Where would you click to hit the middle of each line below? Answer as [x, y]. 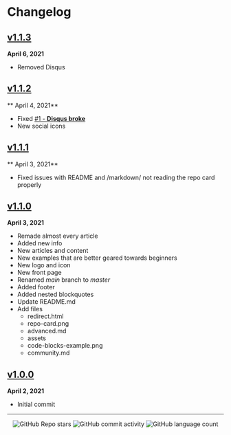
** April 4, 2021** [33, 105]
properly [29, 185]
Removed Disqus [41, 67]
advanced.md [47, 331]
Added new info [40, 243]
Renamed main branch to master [64, 280]
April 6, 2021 [26, 54]
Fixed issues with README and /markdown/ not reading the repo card [116, 177]
